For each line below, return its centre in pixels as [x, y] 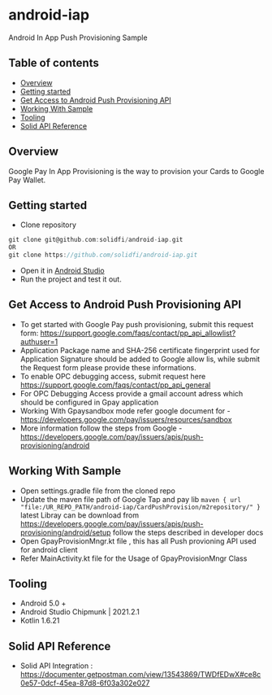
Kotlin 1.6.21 [40, 621]
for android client [49, 549]
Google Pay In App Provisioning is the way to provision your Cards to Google [136, 171]
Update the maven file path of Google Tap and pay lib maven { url [131, 499]
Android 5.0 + [43, 603]
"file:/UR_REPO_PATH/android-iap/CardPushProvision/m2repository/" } [140, 507]
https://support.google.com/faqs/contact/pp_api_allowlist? [138, 333]
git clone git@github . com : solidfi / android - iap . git [96, 240]
